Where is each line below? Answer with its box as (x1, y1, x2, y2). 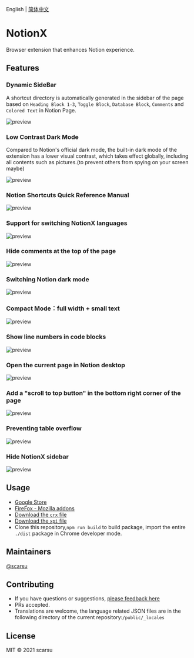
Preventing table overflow (6, 424, 82, 433)
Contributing (6, 579, 54, 589)
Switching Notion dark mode (6, 275, 89, 283)
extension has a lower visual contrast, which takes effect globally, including (6, 152, 189, 159)
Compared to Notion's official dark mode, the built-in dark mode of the (6, 146, 178, 153)
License (6, 631, 36, 641)
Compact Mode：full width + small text (6, 304, 120, 313)
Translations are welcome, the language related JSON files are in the (14, 607, 181, 614)
